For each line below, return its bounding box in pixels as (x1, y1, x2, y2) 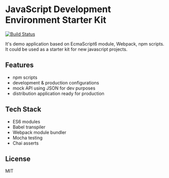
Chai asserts (12, 140, 39, 146)
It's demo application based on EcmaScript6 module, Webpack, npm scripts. (5, 40, 164, 47)
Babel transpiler (12, 124, 46, 130)
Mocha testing (12, 135, 43, 141)
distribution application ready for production (12, 90, 104, 97)
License (5, 154, 31, 163)
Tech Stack (5, 105, 41, 114)
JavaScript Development (5, 4, 111, 15)
